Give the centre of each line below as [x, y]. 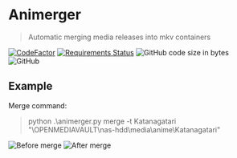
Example [31, 86]
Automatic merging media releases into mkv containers [119, 37]
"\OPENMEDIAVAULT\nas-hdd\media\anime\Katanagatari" [124, 129]
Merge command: [38, 105]
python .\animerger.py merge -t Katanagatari [102, 121]
